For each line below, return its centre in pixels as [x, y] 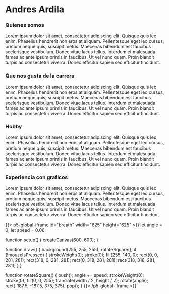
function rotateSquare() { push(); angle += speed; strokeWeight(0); [75, 275]
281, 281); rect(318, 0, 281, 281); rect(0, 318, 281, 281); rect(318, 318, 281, [80, 260]
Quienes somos [25, 25]
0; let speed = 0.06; [26, 230]
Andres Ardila [35, 9]
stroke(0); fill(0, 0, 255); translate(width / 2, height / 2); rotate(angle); [77, 281]
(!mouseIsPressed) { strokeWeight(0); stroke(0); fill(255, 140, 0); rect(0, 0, [82, 255]
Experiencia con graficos [37, 177]
